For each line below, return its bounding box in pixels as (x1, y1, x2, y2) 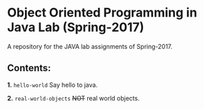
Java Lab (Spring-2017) (7, 19, 145, 35)
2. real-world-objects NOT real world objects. (7, 94, 140, 102)
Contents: (7, 62, 51, 74)
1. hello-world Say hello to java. (7, 81, 98, 89)
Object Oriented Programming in (7, 5, 198, 21)
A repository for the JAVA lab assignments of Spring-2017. (7, 42, 173, 50)
